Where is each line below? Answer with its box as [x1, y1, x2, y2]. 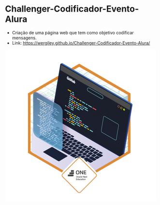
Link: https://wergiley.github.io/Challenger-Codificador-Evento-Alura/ [12, 40, 150, 46]
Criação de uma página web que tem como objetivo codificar [12, 30, 134, 35]
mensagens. [12, 35, 37, 41]
